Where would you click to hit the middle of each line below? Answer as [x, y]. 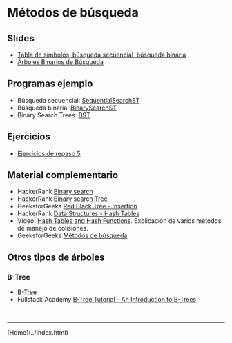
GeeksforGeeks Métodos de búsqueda [72, 235]
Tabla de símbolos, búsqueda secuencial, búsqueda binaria [101, 55]
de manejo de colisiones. [52, 228]
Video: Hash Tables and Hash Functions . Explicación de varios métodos [119, 221]
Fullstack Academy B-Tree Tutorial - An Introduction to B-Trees [107, 300]
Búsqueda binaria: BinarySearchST [67, 108]
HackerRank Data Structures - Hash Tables [78, 214]
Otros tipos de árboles [56, 257]
